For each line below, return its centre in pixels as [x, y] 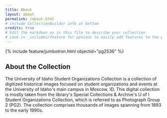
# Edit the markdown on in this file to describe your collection [75, 33]
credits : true [20, 28]
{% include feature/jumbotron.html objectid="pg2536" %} [65, 51]
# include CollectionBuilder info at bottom [52, 23]
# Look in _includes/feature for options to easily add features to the [82, 38]
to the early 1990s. [24, 110]
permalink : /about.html [30, 19]
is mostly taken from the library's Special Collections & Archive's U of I [77, 94]
